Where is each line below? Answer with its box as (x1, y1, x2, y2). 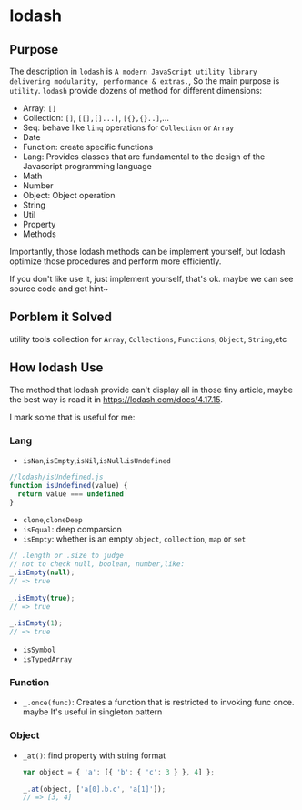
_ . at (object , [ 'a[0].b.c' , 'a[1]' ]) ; (22, 785, 166, 794)
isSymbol (22, 645, 56, 655)
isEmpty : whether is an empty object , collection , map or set (22, 533, 247, 544)
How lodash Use (9, 360, 104, 376)
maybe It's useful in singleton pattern (22, 706, 163, 717)
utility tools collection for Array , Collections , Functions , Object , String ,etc (9, 333, 287, 344)
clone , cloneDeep (22, 514, 84, 525)
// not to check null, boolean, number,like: (9, 560, 185, 569)
